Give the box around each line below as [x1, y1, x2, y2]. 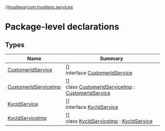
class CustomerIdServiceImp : [65, 84, 135, 90]
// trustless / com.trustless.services [5, 4, 73, 10]
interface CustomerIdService [65, 69, 133, 76]
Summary [100, 55, 124, 62]
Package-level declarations [5, 22, 119, 32]
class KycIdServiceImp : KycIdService [65, 118, 153, 124]
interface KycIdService [65, 104, 118, 110]
